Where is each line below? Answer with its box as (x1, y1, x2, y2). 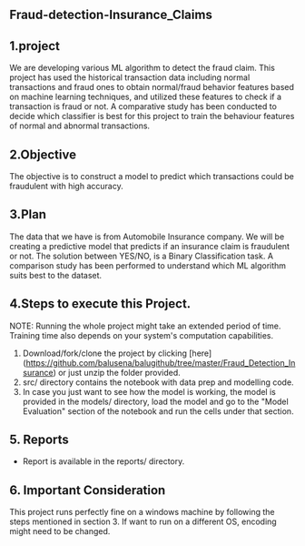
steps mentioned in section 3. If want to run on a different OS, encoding (9, 516, 277, 527)
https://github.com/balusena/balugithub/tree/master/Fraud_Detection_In (25, 357, 296, 368)
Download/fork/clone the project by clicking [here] (22, 348, 212, 359)
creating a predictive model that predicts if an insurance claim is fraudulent (9, 240, 290, 251)
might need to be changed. (9, 526, 111, 537)
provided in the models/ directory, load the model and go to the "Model (22, 396, 289, 407)
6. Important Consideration (9, 482, 166, 498)
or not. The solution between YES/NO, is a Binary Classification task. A (9, 250, 274, 261)
